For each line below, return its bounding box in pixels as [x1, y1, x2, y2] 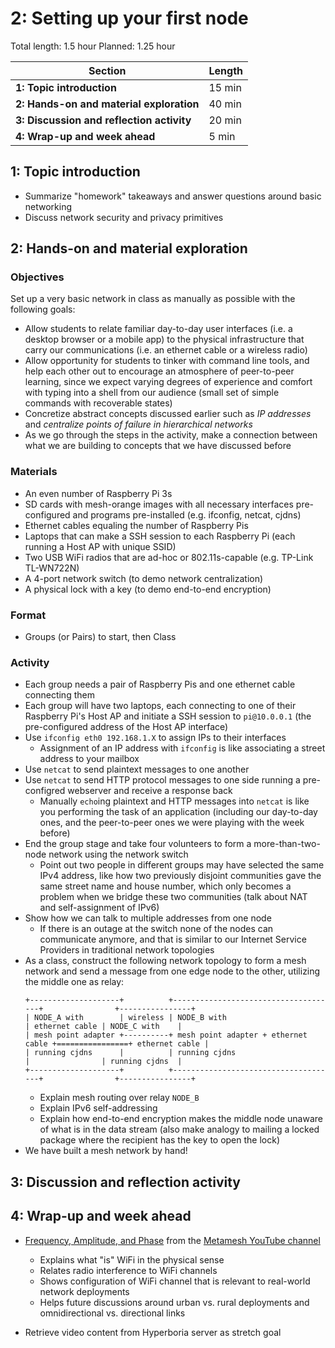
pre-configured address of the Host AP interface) [24, 721, 229, 733]
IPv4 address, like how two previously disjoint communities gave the [39, 870, 322, 882]
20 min [208, 113, 242, 127]
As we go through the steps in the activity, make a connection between [24, 429, 318, 441]
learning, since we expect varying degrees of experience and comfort [24, 376, 313, 388]
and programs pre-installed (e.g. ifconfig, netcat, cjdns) [72, 508, 302, 521]
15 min [208, 80, 242, 94]
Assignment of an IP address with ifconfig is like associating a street [39, 742, 326, 754]
